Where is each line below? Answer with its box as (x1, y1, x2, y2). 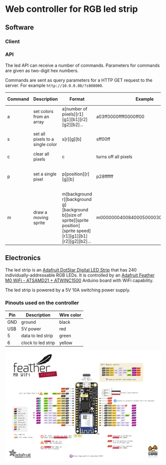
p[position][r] (62, 171, 90, 177)
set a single (33, 171, 57, 177)
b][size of (62, 212, 82, 218)
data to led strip (21, 333, 53, 339)
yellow (59, 340, 73, 346)
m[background (62, 191, 92, 197)
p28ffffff (96, 174, 114, 180)
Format (69, 96, 85, 102)
